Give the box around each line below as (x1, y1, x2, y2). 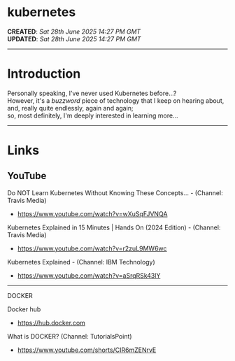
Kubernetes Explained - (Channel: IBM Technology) (7, 257, 155, 266)
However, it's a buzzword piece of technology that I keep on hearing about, (7, 96, 225, 105)
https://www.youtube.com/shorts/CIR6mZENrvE (17, 346, 157, 354)
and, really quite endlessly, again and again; (7, 104, 134, 112)
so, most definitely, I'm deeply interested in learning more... (7, 111, 178, 120)
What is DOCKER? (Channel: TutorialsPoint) (7, 332, 132, 340)
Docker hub (7, 305, 41, 313)
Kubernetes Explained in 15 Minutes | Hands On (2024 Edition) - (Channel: (7, 223, 221, 232)
